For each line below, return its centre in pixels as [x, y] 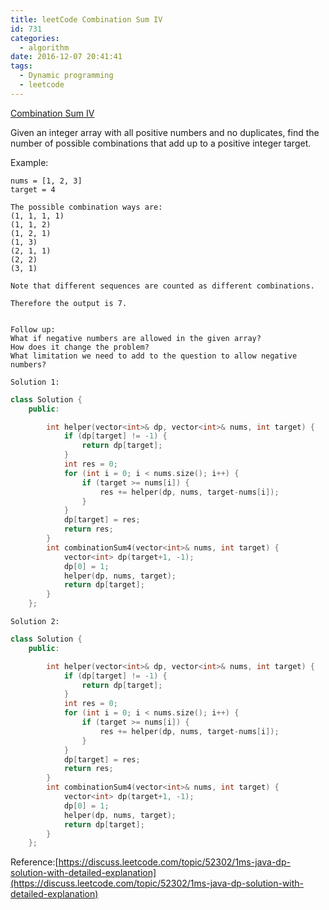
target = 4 [33, 189]
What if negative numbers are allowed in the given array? [136, 338]
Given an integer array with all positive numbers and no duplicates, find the [165, 132]
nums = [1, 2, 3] [46, 181]
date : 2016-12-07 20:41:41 [66, 57]
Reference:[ [34, 862]
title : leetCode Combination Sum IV [86, 19]
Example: [29, 162]
